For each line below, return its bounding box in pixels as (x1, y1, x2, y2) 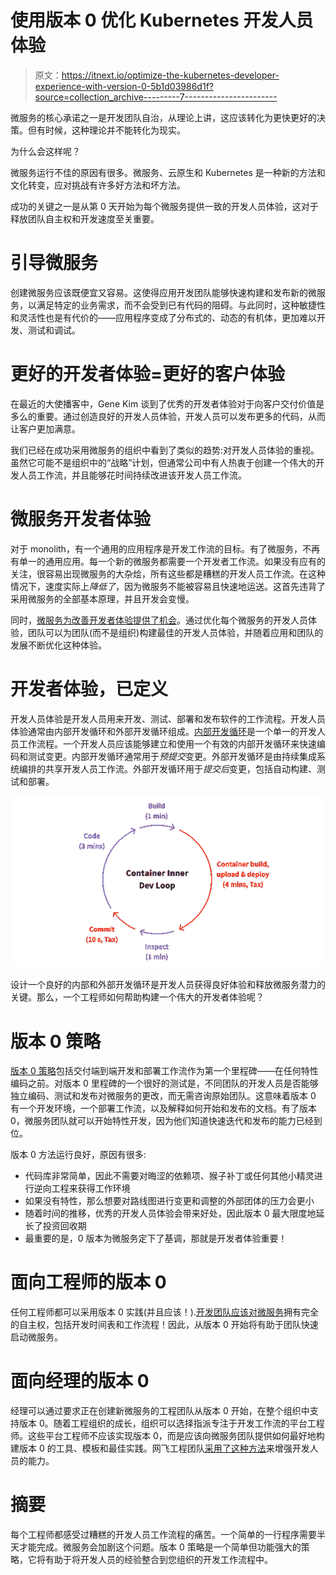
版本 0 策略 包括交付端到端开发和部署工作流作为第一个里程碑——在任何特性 (10, 1065, 319, 1077)
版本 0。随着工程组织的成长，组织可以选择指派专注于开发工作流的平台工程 (18, 1417, 325, 1430)
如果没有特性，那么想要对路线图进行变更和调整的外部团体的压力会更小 (24, 1195, 315, 1207)
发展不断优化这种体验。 (10, 639, 107, 651)
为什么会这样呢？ (10, 145, 81, 157)
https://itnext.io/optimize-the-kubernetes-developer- (61, 69, 280, 81)
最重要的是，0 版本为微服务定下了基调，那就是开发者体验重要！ (24, 1232, 288, 1245)
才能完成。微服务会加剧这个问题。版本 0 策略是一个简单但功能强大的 (18, 1541, 302, 1553)
